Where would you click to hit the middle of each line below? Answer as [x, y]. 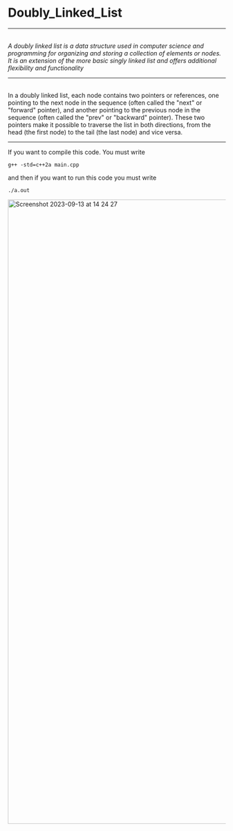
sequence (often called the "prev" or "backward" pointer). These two [106, 117]
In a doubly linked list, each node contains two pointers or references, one [114, 95]
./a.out [19, 190]
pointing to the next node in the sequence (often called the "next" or [105, 103]
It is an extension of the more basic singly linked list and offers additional [112, 60]
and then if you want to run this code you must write [82, 178]
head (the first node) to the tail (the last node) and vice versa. [95, 132]
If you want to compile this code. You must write [77, 152]
